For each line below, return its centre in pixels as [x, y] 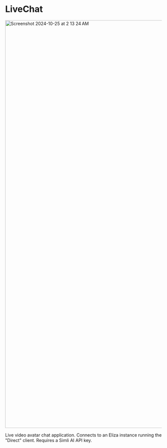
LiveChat [24, 9]
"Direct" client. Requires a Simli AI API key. [49, 440]
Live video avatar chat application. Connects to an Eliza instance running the [83, 435]
